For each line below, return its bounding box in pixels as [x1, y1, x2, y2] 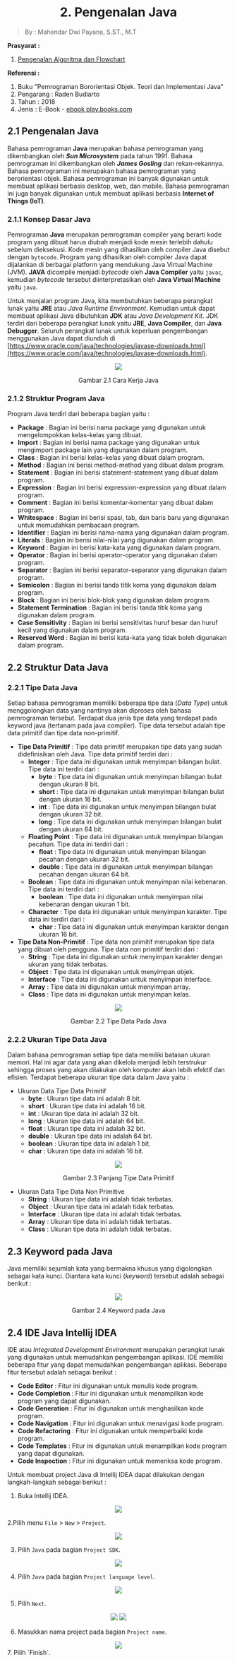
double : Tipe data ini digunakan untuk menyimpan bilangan [38, 862, 214, 871]
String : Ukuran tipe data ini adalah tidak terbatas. [28, 1195, 174, 1204]
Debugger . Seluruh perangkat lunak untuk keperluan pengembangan [7, 326, 208, 336]
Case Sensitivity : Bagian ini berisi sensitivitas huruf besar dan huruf [17, 619, 218, 627]
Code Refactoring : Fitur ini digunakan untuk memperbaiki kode [17, 1426, 203, 1435]
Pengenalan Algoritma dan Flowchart [17, 54, 126, 64]
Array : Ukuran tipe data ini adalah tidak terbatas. [28, 1218, 172, 1226]
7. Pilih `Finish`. [7, 1648, 51, 1656]
